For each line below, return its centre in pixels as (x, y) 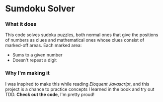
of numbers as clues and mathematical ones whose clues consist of (75, 40)
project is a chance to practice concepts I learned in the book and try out (80, 89)
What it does (21, 24)
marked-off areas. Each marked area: (43, 46)
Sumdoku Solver (40, 9)
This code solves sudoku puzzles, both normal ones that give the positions (82, 35)
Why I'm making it (27, 73)
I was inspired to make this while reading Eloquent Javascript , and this (77, 84)
